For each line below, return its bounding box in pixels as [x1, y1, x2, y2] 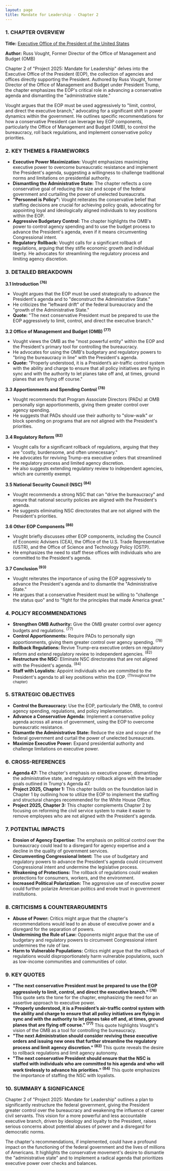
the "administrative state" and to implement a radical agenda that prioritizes [5, 1155, 163, 1161]
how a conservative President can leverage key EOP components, [5, 118, 143, 124]
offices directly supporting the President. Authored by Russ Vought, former [5, 76, 162, 82]
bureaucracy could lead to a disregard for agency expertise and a [12, 843, 150, 849]
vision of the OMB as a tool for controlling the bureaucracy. [12, 1027, 137, 1034]
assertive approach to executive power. [12, 1000, 95, 1006]
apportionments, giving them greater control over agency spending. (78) [12, 638, 163, 645]
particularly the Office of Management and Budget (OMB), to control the [5, 124, 156, 130]
